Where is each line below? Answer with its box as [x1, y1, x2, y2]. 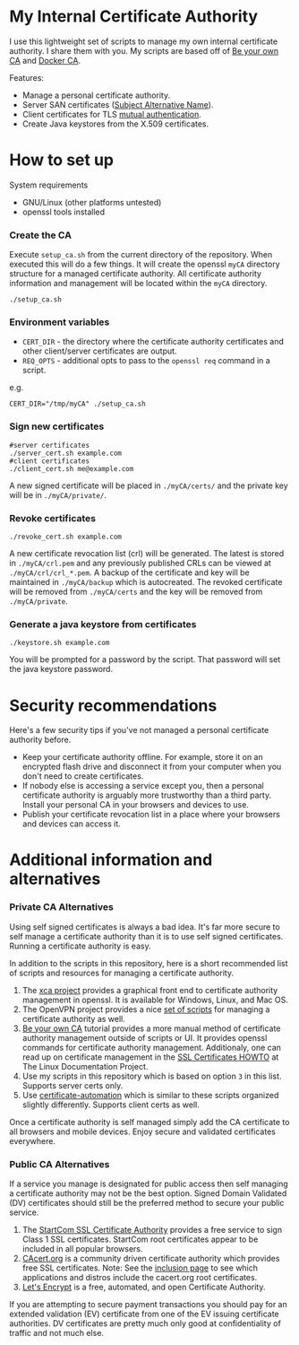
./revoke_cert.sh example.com [9, 532, 123, 542]
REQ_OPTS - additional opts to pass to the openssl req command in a [21, 355, 270, 366]
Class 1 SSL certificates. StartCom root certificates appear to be [21, 1234, 259, 1245]
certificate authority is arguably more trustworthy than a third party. [21, 790, 271, 800]
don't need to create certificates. [21, 771, 144, 782]
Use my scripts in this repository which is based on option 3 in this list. [21, 1070, 282, 1081]
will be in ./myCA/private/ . [9, 489, 107, 500]
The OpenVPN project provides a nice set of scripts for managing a [21, 1003, 270, 1015]
